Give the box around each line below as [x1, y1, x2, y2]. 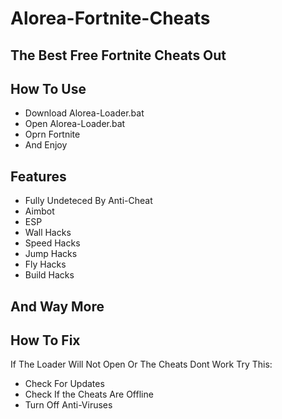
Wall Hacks [24, 227, 72, 239]
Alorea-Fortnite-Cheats [10, 7, 211, 30]
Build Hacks [24, 269, 75, 281]
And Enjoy [24, 139, 68, 151]
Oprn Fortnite [24, 128, 81, 141]
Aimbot [24, 205, 55, 217]
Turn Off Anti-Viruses [24, 399, 113, 411]
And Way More [10, 298, 105, 315]
